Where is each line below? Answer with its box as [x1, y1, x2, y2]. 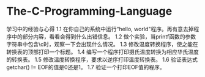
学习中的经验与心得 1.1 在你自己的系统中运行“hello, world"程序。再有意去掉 [6, 25, 194, 32]
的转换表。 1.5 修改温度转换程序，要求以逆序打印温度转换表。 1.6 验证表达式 [6, 56, 198, 63]
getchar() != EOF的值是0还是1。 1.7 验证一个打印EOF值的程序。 [6, 63, 165, 71]
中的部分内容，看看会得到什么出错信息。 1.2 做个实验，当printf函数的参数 [11, 32, 196, 40]
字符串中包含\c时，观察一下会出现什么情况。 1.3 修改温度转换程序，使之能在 [6, 40, 198, 48]
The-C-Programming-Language [6, 4, 173, 18]
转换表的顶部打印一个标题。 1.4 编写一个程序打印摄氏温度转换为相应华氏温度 [6, 48, 199, 56]
